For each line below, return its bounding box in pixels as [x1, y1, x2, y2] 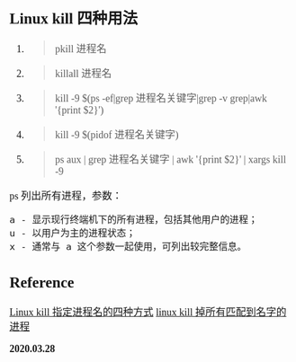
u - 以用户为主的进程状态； [9, 227, 137, 240]
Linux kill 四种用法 [9, 9, 139, 28]
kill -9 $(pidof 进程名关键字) [55, 128, 179, 141]
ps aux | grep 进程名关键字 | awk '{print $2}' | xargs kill [55, 154, 286, 166]
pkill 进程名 [55, 43, 107, 56]
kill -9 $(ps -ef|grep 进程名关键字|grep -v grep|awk [55, 93, 267, 105]
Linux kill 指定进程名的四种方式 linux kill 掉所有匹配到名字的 [9, 306, 287, 319]
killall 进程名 [55, 67, 112, 80]
